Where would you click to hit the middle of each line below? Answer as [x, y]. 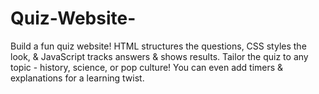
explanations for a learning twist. [77, 78]
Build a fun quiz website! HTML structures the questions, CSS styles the [158, 46]
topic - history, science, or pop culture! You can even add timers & [147, 67]
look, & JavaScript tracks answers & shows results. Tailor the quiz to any [159, 56]
